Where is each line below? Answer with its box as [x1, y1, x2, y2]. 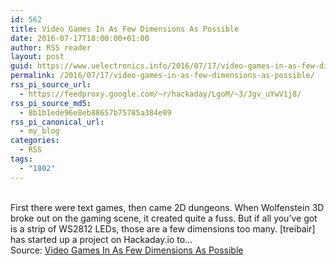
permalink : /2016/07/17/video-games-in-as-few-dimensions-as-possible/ [10, 71, 315, 81]
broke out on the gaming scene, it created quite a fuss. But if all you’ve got [10, 212, 318, 224]
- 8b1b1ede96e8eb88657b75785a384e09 [19, 107, 172, 118]
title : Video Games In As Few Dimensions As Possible [10, 24, 240, 34]
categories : [10, 136, 60, 146]
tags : [10, 154, 33, 164]
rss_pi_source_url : [10, 80, 92, 90]
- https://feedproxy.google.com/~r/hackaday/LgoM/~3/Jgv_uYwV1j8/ [19, 89, 302, 99]
